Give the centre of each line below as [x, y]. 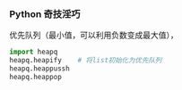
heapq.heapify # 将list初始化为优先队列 [86, 61]
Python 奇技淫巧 [45, 13]
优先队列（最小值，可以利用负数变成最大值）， [94, 35]
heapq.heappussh [39, 69]
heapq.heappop [36, 77]
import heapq [34, 52]
